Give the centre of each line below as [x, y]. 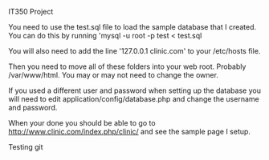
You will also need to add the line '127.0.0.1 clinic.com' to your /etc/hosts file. [134, 51]
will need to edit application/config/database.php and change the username [134, 99]
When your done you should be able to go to [82, 123]
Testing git [26, 147]
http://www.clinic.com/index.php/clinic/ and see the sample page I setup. [130, 132]
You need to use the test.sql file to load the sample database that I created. [132, 27]
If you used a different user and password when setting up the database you [134, 90]
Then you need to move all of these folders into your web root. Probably [127, 66]
